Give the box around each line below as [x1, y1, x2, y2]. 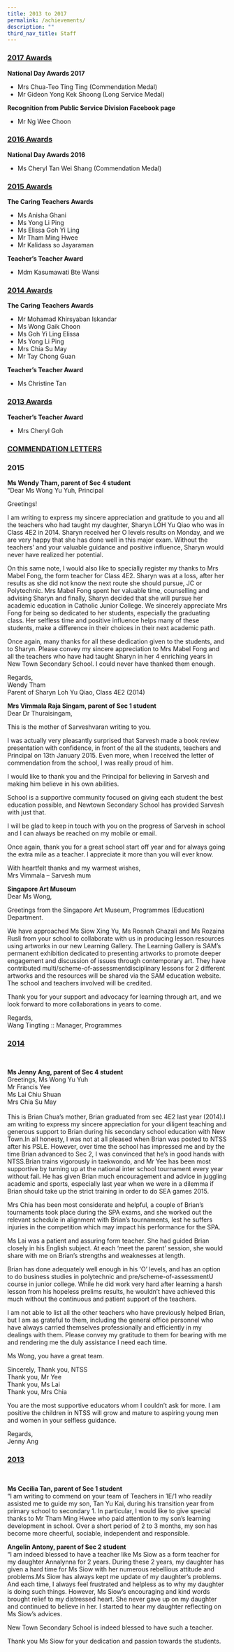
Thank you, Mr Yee [7, 1373, 61, 1381]
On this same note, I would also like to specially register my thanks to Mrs [7, 564, 219, 572]
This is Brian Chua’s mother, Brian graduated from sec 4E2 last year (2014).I [7, 1112, 226, 1121]
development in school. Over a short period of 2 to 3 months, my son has [7, 1522, 218, 1530]
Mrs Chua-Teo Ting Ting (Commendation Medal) [17, 82, 158, 91]
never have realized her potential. [7, 550, 103, 559]
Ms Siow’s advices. [7, 1609, 63, 1618]
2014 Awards [7, 285, 53, 295]
